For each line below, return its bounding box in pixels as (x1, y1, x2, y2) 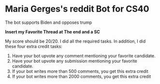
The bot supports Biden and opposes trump (5, 19, 92, 25)
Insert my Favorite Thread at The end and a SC (5, 29, 100, 34)
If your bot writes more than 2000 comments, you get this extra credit (12, 73, 151, 79)
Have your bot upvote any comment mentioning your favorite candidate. (12, 52, 156, 59)
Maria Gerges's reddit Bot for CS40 (5, 3, 149, 15)
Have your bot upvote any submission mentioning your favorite (12, 58, 138, 64)
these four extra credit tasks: (5, 43, 63, 49)
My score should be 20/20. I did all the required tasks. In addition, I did (5, 38, 146, 44)
